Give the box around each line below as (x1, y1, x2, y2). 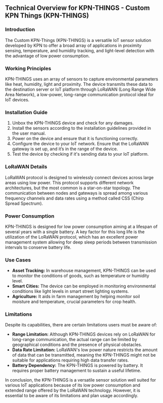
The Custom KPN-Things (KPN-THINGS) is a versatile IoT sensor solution (5, 37, 152, 43)
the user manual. (12, 130, 46, 136)
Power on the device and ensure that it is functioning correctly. (12, 136, 139, 141)
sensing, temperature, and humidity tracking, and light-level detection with (5, 47, 155, 53)
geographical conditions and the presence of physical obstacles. (12, 342, 143, 348)
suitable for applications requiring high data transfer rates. (12, 357, 129, 363)
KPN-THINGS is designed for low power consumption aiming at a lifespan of (5, 223, 158, 229)
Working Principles (5, 65, 52, 72)
